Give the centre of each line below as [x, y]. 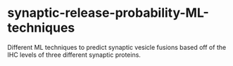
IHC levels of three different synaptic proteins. [74, 55]
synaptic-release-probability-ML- [108, 13]
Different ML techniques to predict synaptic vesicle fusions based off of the [117, 47]
